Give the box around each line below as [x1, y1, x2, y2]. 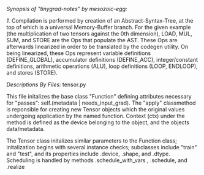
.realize [6, 163, 25, 170]
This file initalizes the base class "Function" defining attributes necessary [6, 93, 192, 100]
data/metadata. [6, 125, 45, 132]
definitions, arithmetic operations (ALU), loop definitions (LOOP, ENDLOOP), [6, 62, 198, 70]
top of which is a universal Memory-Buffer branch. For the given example [6, 24, 191, 31]
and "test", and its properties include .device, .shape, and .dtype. [6, 150, 170, 157]
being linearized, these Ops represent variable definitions [6, 50, 151, 57]
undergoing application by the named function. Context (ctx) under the [6, 113, 185, 119]
